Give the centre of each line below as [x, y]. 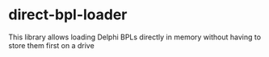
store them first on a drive [51, 45]
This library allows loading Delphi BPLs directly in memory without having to [134, 37]
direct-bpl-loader [68, 15]
